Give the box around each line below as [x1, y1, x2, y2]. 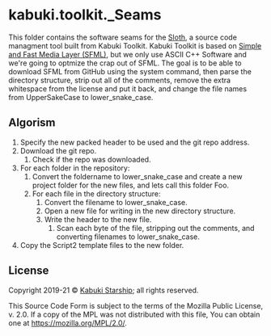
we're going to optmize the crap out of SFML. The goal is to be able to [8, 58, 242, 68]
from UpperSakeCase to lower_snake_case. [8, 92, 154, 102]
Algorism [8, 115, 56, 130]
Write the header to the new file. [44, 214, 152, 224]
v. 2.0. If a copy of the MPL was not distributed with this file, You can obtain [8, 309, 260, 319]
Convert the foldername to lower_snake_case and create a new [32, 171, 243, 181]
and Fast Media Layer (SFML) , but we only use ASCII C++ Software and [8, 49, 247, 59]
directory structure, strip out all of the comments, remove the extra [8, 75, 231, 85]
